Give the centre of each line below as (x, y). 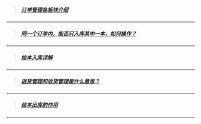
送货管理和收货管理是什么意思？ (60, 81)
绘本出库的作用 (39, 105)
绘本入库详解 (36, 57)
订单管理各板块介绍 (45, 10)
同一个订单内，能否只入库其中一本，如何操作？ (78, 33)
